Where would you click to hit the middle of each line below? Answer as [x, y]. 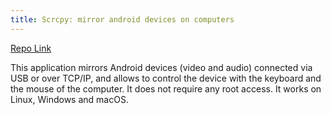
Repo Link [31, 48]
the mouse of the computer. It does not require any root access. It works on [166, 88]
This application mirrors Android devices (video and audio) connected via [161, 67]
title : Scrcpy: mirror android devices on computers [122, 19]
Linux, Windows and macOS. [69, 99]
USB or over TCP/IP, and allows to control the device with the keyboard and [166, 78]
